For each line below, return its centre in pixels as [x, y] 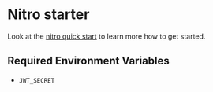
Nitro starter [49, 15]
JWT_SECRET [37, 80]
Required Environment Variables [89, 61]
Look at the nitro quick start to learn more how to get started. [106, 36]
